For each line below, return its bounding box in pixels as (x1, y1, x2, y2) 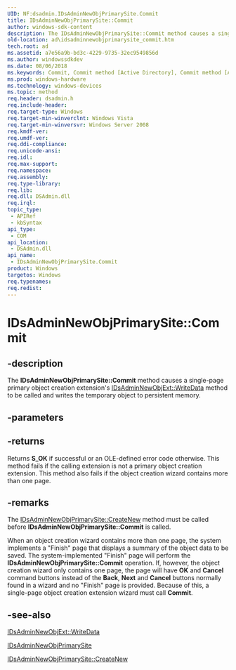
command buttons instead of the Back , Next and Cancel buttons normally (7, 574, 221, 582)
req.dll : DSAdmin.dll (7, 193, 71, 200)
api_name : (7, 252, 37, 259)
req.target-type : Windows (7, 108, 83, 115)
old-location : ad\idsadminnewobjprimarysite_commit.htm (7, 37, 174, 44)
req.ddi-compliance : (7, 141, 68, 148)
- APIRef (10, 213, 37, 220)
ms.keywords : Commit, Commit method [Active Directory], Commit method (7, 69, 221, 76)
